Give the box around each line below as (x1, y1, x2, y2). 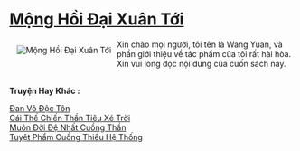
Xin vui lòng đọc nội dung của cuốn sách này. (117, 58, 286, 69)
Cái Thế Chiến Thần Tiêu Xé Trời (9, 112, 131, 123)
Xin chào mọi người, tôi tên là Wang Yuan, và (117, 39, 283, 50)
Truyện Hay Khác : (9, 85, 80, 96)
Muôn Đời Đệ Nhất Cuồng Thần (9, 122, 127, 133)
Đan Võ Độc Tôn (9, 102, 70, 113)
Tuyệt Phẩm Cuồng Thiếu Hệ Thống (9, 131, 143, 142)
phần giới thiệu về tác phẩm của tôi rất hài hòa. (117, 48, 292, 59)
